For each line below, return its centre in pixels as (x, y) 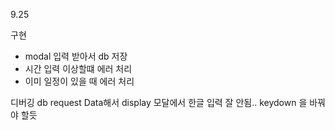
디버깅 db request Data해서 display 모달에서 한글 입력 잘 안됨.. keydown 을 (159, 102)
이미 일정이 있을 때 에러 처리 (79, 81)
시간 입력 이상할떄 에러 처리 (78, 68)
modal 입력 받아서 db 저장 (76, 56)
